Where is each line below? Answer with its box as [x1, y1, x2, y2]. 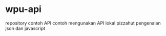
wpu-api [5, 3, 42, 15]
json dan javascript [5, 25, 46, 31]
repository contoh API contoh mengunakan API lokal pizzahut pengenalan [5, 20, 161, 26]
